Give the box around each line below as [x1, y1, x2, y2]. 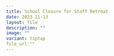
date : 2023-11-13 [6, 14, 49, 20]
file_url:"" [6, 41, 35, 47]
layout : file [6, 19, 38, 25]
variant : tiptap [6, 36, 46, 41]
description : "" [6, 24, 46, 31]
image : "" [6, 30, 30, 36]
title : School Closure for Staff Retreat [6, 8, 109, 15]
